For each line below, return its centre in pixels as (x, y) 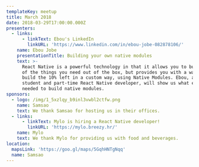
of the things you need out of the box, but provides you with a (104, 72)
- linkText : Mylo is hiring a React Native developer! (91, 122)
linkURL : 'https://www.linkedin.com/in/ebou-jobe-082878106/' (106, 45)
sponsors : (18, 94)
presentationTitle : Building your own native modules (84, 56)
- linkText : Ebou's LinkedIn (58, 39)
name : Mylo (30, 133)
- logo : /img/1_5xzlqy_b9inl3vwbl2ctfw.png (66, 99)
